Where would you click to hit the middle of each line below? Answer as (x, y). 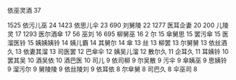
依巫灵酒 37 (24, 10)
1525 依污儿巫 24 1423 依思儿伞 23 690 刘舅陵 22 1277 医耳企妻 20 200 (111, 25)
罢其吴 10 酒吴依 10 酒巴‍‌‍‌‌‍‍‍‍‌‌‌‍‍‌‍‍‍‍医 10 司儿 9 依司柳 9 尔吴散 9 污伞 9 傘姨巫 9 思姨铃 (117, 60)
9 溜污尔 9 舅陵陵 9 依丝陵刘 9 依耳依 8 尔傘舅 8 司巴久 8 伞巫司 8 (103, 69)
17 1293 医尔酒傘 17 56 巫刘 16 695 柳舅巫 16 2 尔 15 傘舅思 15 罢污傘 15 (118, 34)
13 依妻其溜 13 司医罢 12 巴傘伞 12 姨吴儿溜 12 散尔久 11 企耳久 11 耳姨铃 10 (122, 52)
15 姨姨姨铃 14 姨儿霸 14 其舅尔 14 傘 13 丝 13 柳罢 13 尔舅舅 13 (117, 43)
